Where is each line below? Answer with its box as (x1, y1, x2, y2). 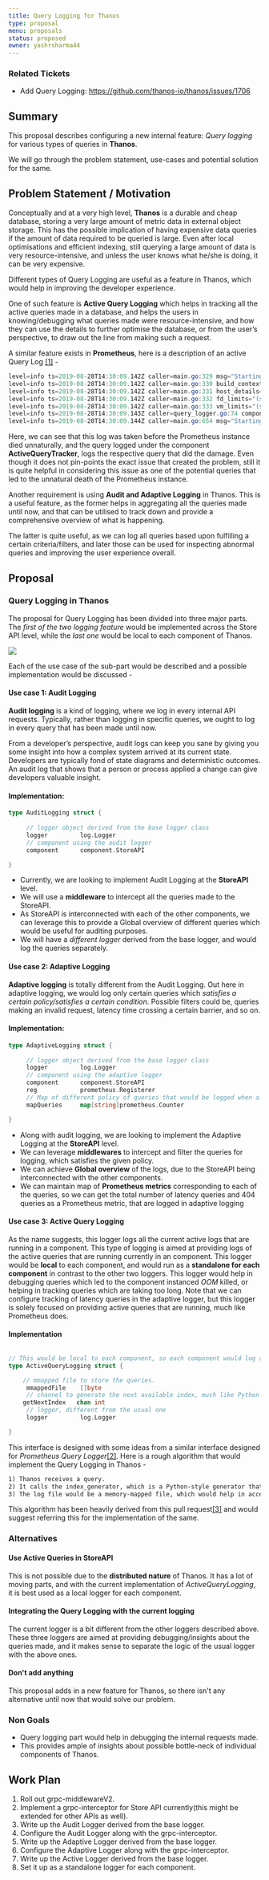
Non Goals (8, 1714, 50, 1725)
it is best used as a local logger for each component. (8, 1588, 182, 1598)
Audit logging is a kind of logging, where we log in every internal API (8, 706, 236, 716)
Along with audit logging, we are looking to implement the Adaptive (19, 1130, 242, 1139)
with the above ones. (8, 1650, 78, 1659)
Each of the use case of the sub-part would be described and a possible (8, 661, 247, 671)
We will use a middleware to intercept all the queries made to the (19, 892, 235, 902)
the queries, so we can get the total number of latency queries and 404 (19, 1189, 256, 1200)
